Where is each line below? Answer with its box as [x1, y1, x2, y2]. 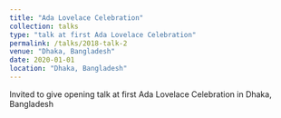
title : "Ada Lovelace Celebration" [9, 13, 144, 23]
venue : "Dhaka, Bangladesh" [9, 47, 116, 56]
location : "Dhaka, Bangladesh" [9, 64, 128, 74]
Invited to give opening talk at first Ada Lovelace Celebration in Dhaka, [9, 88, 272, 100]
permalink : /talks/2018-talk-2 [9, 38, 128, 48]
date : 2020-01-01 [9, 55, 75, 64]
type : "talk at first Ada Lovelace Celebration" [9, 30, 197, 39]
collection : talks [9, 22, 79, 31]
